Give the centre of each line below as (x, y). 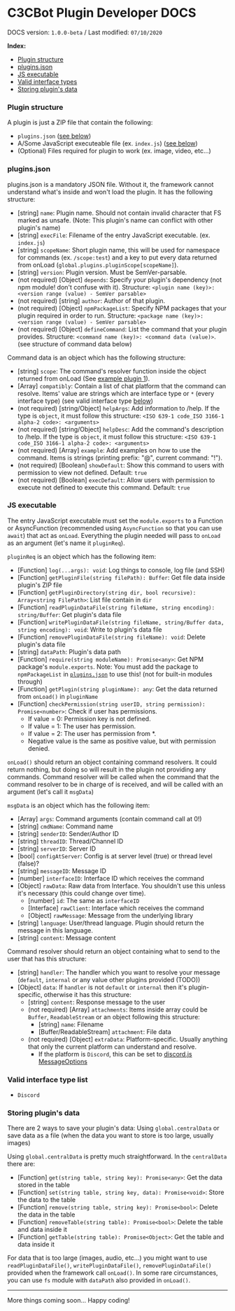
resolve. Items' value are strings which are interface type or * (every (116, 393)
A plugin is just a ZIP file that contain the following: (80, 122)
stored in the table (43, 1185)
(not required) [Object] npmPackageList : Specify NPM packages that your (122, 308)
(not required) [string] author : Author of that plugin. (91, 300)
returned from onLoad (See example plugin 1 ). (84, 378)
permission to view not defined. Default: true (82, 472)
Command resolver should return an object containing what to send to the (114, 951)
